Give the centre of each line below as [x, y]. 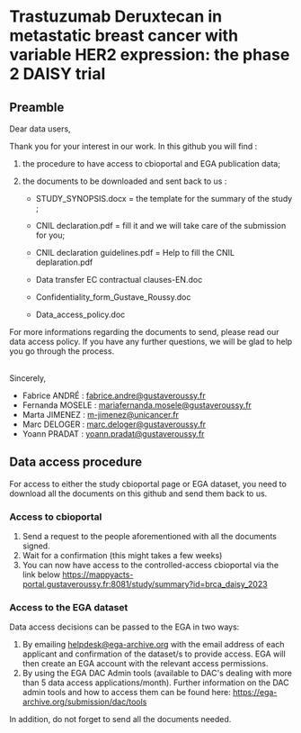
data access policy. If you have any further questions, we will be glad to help [151, 341]
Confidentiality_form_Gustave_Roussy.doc [113, 297]
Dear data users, [40, 129]
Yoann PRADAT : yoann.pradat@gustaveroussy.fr [113, 434]
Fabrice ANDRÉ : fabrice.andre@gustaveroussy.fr [114, 395]
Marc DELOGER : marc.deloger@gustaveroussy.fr [114, 424]
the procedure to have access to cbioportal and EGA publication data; [151, 163]
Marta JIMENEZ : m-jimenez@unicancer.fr [101, 415]
